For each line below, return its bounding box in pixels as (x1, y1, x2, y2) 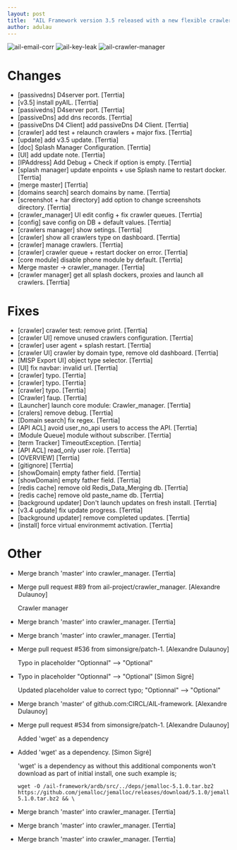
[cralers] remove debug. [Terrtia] (17, 408, 114, 417)
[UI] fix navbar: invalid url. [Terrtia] (17, 364, 119, 372)
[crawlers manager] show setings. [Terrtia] (17, 226, 142, 234)
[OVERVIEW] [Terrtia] (17, 454, 80, 462)
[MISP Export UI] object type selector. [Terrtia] (17, 356, 153, 365)
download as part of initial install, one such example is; (17, 770, 177, 778)
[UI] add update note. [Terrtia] (17, 151, 106, 159)
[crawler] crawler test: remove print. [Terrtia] (17, 326, 148, 335)
